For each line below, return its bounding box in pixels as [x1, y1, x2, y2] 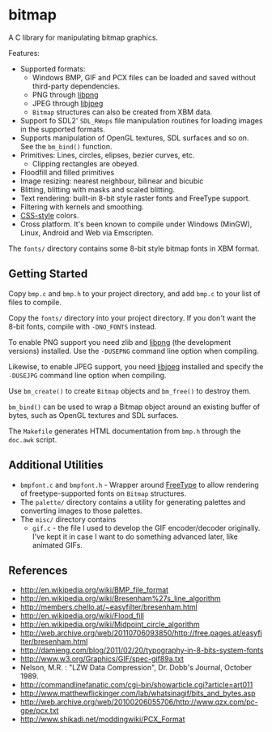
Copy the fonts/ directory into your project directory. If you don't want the [8, 312, 257, 322]
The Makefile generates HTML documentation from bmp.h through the [8, 426, 241, 436]
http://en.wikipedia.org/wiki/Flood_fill [19, 611, 144, 621]
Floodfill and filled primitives [19, 167, 115, 177]
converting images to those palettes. [19, 506, 143, 515]
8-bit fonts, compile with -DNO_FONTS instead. [8, 321, 157, 331]
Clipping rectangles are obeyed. [32, 158, 139, 168]
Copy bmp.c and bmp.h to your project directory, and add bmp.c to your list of [8, 288, 261, 298]
